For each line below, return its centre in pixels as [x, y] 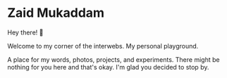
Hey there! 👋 [25, 32]
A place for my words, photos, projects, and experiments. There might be [114, 59]
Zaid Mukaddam [56, 13]
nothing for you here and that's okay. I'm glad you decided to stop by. [108, 67]
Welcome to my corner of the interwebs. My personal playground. [103, 46]
